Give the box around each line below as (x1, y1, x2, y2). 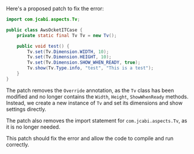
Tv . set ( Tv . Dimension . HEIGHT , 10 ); (27, 54, 112, 60)
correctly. (6, 141, 29, 148)
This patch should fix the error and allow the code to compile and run (6, 135, 174, 142)
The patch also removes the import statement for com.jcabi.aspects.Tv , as (6, 117, 188, 124)
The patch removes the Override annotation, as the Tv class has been (6, 87, 175, 94)
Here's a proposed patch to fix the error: (6, 5, 104, 12)
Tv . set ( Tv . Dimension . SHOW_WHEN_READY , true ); (27, 60, 141, 65)
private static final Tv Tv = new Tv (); (16, 32, 117, 38)
